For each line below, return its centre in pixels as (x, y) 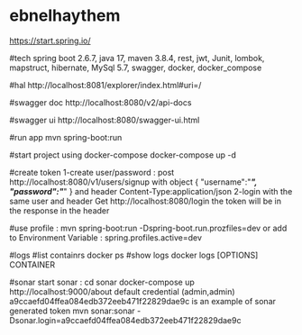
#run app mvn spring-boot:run (66, 137)
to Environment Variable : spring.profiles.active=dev (106, 237)
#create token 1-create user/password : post (92, 172)
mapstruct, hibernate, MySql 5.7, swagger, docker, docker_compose (136, 68)
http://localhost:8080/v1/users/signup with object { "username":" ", (133, 182)
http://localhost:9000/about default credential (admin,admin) (123, 291)
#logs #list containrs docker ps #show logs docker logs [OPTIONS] (134, 255)
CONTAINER (32, 264)
